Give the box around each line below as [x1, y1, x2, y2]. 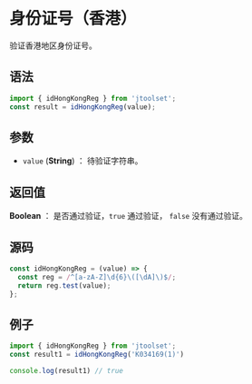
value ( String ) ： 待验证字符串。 [22, 155, 143, 166]
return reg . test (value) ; [17, 281, 111, 290]
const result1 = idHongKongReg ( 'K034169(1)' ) [9, 350, 184, 359]
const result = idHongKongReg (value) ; [9, 102, 156, 112]
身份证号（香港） [9, 8, 138, 29]
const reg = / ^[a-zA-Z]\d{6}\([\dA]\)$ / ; [17, 272, 177, 281]
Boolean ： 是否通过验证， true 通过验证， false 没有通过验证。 [9, 211, 247, 222]
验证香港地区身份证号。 [9, 40, 97, 51]
